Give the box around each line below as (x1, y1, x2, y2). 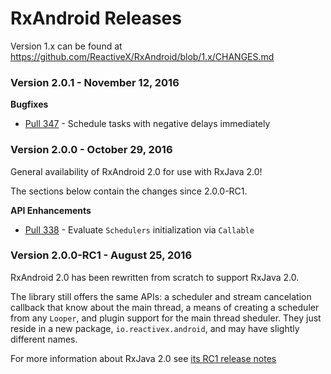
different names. (10, 333, 78, 345)
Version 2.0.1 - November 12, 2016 (10, 75, 180, 89)
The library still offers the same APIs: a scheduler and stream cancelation (10, 290, 312, 302)
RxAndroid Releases (10, 7, 182, 30)
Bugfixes (10, 98, 49, 111)
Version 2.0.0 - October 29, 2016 (10, 143, 173, 157)
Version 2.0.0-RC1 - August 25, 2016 (10, 248, 193, 262)
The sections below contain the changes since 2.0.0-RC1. (10, 185, 248, 197)
